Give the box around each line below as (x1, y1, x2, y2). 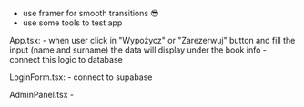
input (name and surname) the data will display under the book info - (9, 44, 267, 55)
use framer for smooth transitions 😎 (22, 8, 159, 18)
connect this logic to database (9, 54, 123, 64)
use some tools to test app (22, 17, 123, 28)
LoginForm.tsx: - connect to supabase (9, 72, 153, 83)
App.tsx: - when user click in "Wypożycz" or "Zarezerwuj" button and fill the (9, 35, 296, 45)
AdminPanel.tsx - (9, 90, 75, 100)
